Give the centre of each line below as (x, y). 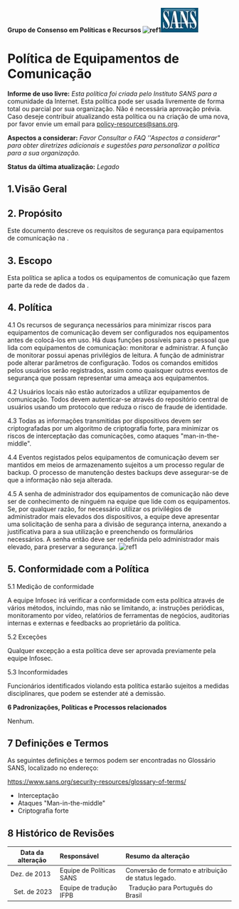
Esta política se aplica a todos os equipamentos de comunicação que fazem (119, 277)
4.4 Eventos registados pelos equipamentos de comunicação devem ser (113, 457)
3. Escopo (30, 261)
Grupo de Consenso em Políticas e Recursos (74, 30)
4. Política (30, 308)
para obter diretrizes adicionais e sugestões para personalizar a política (114, 145)
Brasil (134, 895)
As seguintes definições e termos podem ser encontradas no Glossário (111, 761)
